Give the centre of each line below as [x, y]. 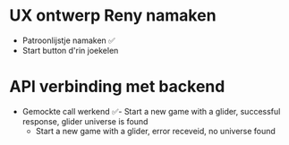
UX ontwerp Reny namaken [113, 16]
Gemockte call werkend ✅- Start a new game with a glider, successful [151, 111]
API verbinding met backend [117, 87]
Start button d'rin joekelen [70, 50]
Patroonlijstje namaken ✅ [68, 40]
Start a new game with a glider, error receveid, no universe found [155, 131]
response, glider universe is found [85, 121]
